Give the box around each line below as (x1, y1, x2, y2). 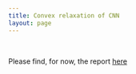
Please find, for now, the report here (8, 56, 128, 66)
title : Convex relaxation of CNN (8, 11, 120, 20)
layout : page (8, 19, 52, 27)
